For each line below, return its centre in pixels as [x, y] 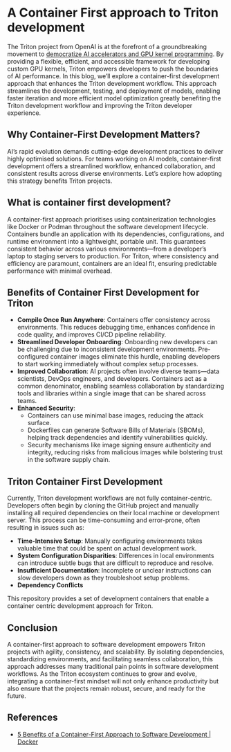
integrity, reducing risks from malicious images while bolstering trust [125, 452]
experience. [24, 113]
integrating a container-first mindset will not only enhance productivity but [113, 681]
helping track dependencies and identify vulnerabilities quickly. [118, 438]
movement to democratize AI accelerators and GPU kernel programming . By [115, 54]
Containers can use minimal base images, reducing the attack [115, 415]
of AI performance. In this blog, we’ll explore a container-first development [113, 76]
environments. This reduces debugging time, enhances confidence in [116, 328]
